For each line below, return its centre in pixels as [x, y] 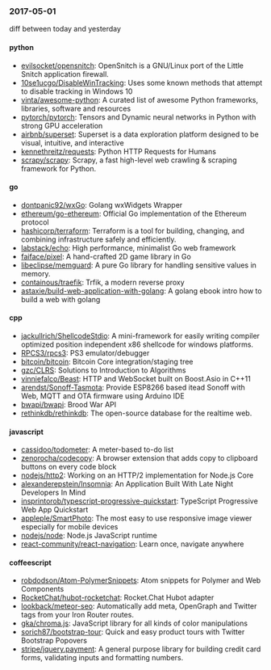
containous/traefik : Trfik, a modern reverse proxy [102, 282]
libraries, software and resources [76, 108]
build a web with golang [60, 299]
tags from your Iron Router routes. [77, 615]
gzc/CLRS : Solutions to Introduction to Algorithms [103, 370]
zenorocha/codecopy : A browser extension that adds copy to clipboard [139, 458]
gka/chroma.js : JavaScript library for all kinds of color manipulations [134, 623]
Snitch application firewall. [65, 74]
